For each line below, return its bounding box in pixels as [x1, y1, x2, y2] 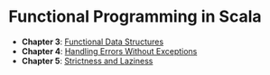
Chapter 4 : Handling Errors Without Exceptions [21, 45, 198, 56]
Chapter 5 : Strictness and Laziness [21, 55, 154, 66]
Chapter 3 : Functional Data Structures [21, 36, 164, 47]
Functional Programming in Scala [8, 6, 263, 27]
